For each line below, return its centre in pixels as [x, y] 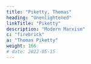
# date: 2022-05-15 [31, 52]
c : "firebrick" [25, 35]
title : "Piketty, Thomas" [39, 12]
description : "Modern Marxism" [46, 29]
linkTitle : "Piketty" [34, 23]
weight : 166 [21, 46]
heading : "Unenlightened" [39, 18]
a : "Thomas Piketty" [32, 40]
